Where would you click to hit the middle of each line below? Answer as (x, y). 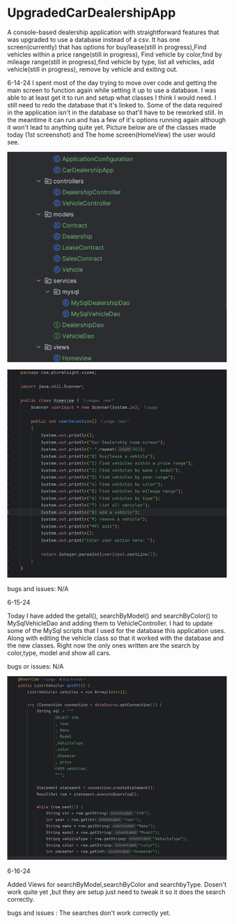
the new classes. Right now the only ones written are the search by (103, 645)
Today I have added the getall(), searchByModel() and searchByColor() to (112, 616)
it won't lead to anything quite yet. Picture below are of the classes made (112, 127)
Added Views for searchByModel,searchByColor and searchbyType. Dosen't (117, 884)
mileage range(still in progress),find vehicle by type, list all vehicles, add (111, 61)
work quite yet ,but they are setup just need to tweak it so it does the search (116, 892)
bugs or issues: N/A (36, 666)
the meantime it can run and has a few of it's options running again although (117, 119)
